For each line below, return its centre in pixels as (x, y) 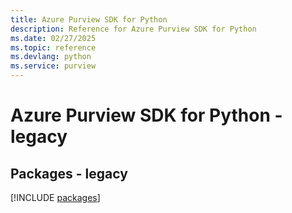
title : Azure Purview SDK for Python (89, 19)
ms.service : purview (53, 66)
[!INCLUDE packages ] (55, 197)
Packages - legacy (69, 173)
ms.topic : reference (53, 47)
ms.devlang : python (51, 57)
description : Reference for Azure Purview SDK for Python (133, 29)
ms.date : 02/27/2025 (53, 38)
